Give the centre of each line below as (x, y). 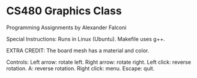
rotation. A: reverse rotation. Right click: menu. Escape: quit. (80, 68)
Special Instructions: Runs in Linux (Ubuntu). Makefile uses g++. (86, 39)
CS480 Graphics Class (64, 11)
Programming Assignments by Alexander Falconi (66, 27)
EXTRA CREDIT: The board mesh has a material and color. (78, 50)
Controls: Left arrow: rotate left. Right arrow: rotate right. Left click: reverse (98, 62)
